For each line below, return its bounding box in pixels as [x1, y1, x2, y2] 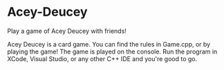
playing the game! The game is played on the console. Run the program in [7, 47, 218, 56]
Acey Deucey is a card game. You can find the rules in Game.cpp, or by [7, 40, 211, 48]
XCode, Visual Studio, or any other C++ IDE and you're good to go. [7, 54, 198, 62]
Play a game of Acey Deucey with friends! [7, 27, 127, 35]
